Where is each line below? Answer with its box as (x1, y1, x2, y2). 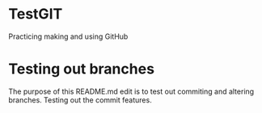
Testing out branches (8, 60, 155, 78)
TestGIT (8, 5, 63, 23)
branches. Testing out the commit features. (8, 94, 152, 105)
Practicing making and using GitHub (8, 31, 129, 41)
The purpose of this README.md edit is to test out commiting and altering (8, 86, 255, 96)
